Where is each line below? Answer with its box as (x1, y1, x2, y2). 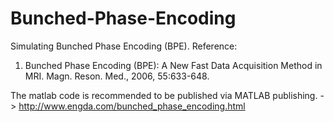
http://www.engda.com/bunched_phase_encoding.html (18, 100, 246, 112)
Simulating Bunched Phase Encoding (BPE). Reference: (10, 40, 238, 52)
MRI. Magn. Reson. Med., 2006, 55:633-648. (24, 70, 210, 82)
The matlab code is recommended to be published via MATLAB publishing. (10, 89, 318, 101)
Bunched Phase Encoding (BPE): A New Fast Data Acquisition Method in (24, 59, 323, 71)
